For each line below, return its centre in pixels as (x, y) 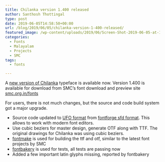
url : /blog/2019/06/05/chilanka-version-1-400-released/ (65, 28)
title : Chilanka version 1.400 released (47, 10)
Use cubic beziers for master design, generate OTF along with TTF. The (85, 128)
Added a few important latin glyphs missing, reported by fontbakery (81, 154)
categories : (17, 37)
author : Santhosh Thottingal (35, 14)
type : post (16, 19)
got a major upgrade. (26, 108)
